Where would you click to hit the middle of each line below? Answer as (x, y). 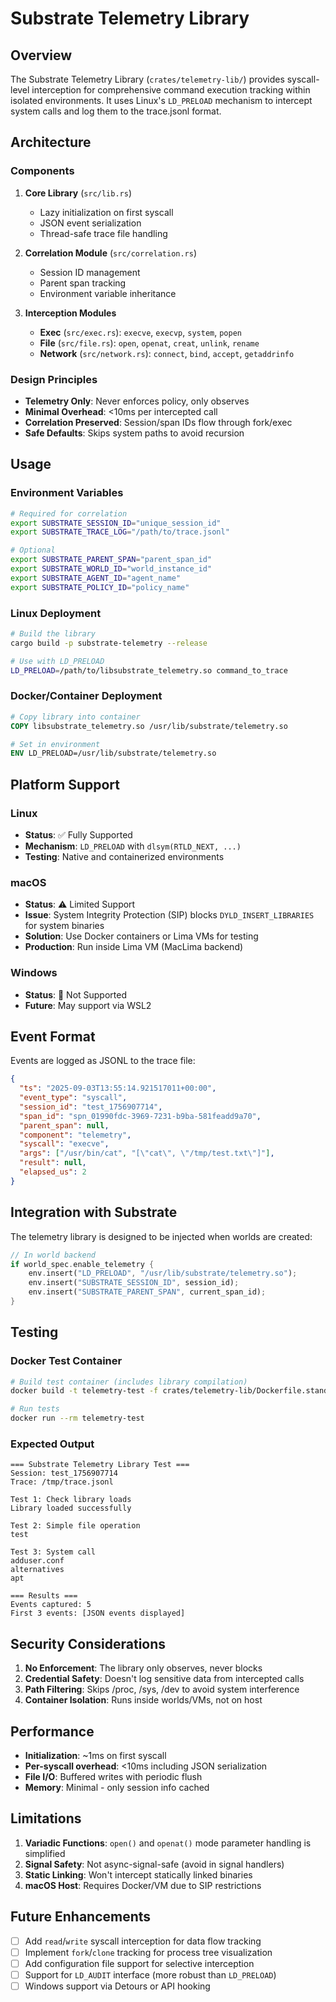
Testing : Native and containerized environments (124, 856)
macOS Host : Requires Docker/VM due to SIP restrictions (143, 1885)
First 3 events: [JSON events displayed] (98, 1613)
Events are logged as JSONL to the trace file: (103, 1061)
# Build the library (53, 633)
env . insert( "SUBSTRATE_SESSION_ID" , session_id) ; (134, 1283)
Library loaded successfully (71, 1508)
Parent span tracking (83, 283)
